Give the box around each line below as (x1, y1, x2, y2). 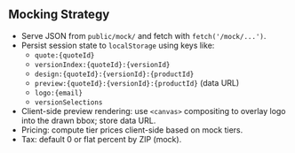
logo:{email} (34, 88, 84, 97)
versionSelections (34, 97, 103, 107)
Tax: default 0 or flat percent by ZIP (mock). (20, 134, 182, 144)
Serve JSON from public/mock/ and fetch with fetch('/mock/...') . (20, 30, 267, 41)
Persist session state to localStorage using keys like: (20, 40, 215, 50)
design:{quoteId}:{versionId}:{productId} (34, 70, 195, 79)
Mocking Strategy (8, 7, 110, 22)
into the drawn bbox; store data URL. (20, 115, 156, 126)
